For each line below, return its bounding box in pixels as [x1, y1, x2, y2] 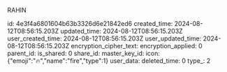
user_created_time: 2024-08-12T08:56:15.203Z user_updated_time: [7, 34, 202, 43]
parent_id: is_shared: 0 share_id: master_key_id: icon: [7, 49, 161, 57]
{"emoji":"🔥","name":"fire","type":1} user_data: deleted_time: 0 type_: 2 [7, 57, 211, 65]
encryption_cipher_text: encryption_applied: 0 [71, 42, 203, 50]
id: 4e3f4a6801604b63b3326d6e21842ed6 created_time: [7, 20, 173, 27]
